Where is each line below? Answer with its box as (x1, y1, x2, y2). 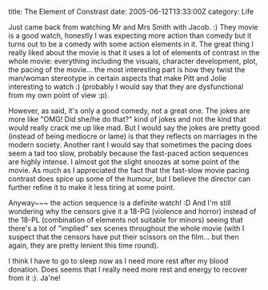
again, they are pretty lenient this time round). (8, 240, 159, 250)
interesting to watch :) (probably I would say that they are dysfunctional (8, 82, 244, 91)
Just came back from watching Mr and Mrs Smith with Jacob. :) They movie (8, 22, 258, 31)
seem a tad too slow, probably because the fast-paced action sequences (8, 148, 250, 158)
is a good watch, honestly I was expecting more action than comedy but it (8, 31, 252, 40)
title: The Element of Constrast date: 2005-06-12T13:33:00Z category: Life (8, 7, 254, 16)
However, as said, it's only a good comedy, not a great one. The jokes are (8, 106, 250, 115)
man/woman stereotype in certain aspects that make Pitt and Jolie (8, 74, 226, 83)
